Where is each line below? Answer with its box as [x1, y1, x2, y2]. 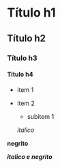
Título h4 [7, 71, 33, 79]
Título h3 [7, 53, 37, 63]
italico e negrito [7, 152, 52, 160]
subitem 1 [27, 112, 55, 120]
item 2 [16, 99, 35, 107]
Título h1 [7, 5, 56, 21]
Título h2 [7, 32, 46, 44]
